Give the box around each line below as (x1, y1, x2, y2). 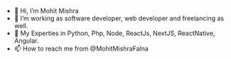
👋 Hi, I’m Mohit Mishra (14, 7, 80, 15)
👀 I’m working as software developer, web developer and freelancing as (14, 14, 225, 22)
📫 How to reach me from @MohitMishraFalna (14, 44, 149, 53)
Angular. (14, 37, 39, 45)
